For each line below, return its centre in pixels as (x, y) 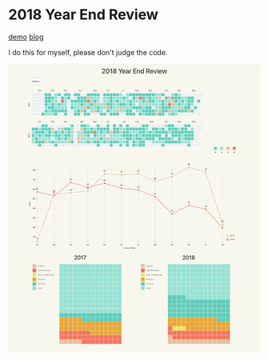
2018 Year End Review (83, 15)
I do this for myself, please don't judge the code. (88, 52)
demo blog (26, 37)
